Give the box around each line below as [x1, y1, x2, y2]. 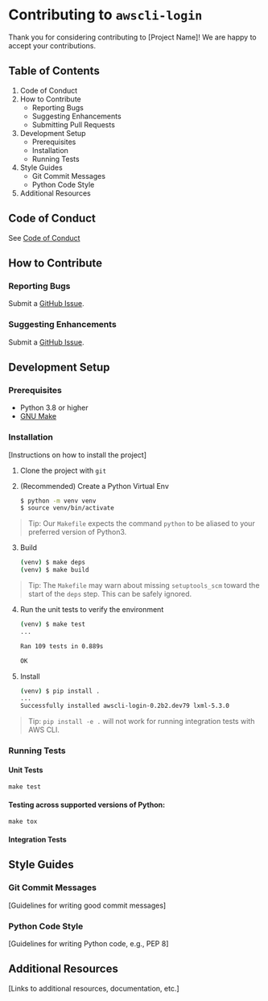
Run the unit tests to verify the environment [19, 605, 164, 614]
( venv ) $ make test [19, 620, 86, 629]
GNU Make [19, 412, 57, 421]
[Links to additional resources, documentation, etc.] [8, 983, 179, 993]
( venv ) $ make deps [19, 558, 86, 567]
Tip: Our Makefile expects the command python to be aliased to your [27, 519, 255, 528]
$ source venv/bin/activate [19, 504, 114, 512]
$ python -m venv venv [19, 497, 97, 505]
